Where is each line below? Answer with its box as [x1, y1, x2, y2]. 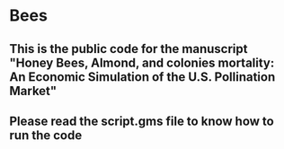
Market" [9, 83, 58, 99]
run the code [9, 127, 83, 143]
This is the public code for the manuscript [9, 41, 248, 57]
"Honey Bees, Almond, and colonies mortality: [9, 55, 275, 70]
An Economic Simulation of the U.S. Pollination [9, 69, 276, 84]
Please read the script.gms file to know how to [9, 113, 274, 128]
